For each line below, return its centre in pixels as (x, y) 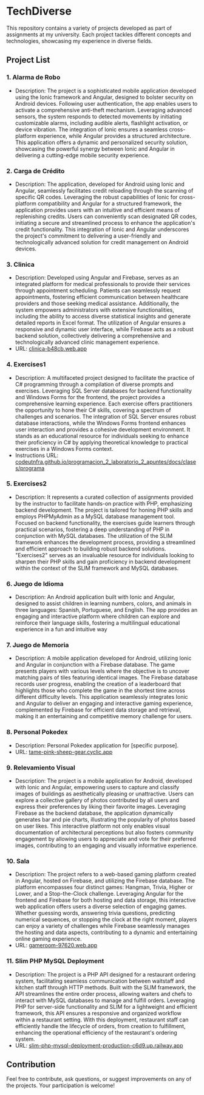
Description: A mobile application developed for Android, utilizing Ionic (103, 658)
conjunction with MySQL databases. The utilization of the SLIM (94, 535)
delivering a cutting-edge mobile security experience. (82, 155)
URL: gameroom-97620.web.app (56, 946)
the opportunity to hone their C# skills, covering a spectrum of (93, 410)
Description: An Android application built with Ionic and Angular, (95, 597)
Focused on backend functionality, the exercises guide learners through (105, 523)
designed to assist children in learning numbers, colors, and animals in (103, 603)
